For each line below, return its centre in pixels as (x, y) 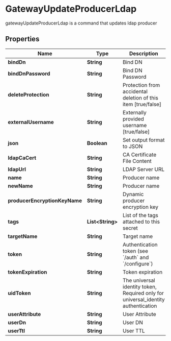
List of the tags (140, 215)
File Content (137, 161)
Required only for (143, 293)
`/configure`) (138, 263)
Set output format (144, 140)
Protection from (141, 85)
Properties (22, 39)
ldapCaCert (22, 158)
